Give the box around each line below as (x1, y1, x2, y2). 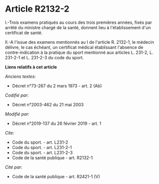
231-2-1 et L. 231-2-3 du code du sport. (5, 54, 84, 60)
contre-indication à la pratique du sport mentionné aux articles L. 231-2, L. (5, 50, 154, 55)
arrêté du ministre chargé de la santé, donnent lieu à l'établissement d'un (5, 24, 151, 30)
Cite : (5, 130, 15, 135)
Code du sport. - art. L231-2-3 (12, 150, 73, 155)
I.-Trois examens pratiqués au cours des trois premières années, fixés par (5, 19, 152, 25)
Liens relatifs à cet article (5, 64, 57, 70)
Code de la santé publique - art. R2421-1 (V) (12, 173, 100, 179)
